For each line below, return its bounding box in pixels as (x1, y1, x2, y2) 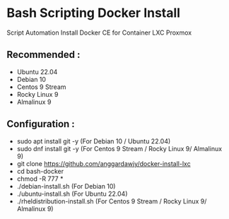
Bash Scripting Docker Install (6, 5, 181, 21)
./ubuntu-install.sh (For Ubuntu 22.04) (16, 189, 128, 198)
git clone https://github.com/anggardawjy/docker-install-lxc (16, 159, 192, 167)
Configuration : (6, 118, 75, 130)
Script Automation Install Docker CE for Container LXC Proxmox (6, 28, 192, 37)
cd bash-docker (16, 167, 64, 175)
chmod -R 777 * (16, 174, 64, 183)
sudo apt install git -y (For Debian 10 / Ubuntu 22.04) (16, 136, 171, 146)
